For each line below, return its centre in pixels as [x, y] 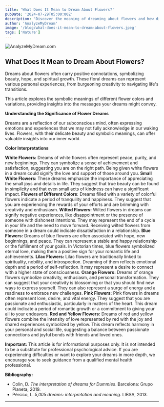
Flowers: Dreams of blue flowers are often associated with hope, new [75, 235]
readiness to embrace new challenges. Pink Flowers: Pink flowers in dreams [82, 293]
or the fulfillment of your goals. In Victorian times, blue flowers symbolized [80, 246]
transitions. [16, 89]
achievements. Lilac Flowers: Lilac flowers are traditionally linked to [73, 256]
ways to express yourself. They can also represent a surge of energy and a [80, 288]
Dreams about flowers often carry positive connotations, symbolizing [74, 74]
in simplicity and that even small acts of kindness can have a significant [77, 189]
